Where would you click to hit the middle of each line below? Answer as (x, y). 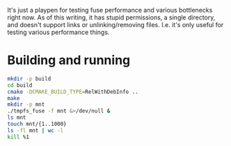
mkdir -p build (29, 79)
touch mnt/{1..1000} (37, 124)
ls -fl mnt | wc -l (35, 130)
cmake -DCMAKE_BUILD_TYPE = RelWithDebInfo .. (73, 92)
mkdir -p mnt (26, 105)
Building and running (69, 60)
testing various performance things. (58, 32)
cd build (20, 85)
